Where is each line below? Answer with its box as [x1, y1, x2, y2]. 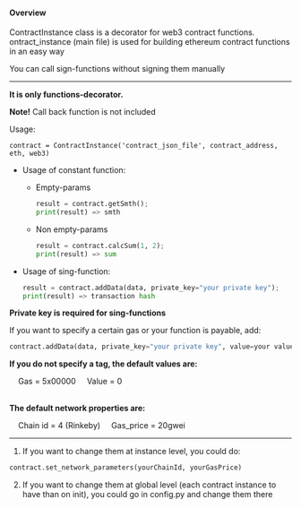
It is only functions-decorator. [9, 90, 124, 100]
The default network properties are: [9, 403, 146, 414]
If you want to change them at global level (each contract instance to [21, 479, 277, 490]
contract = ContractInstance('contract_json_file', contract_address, [9, 142, 279, 151]
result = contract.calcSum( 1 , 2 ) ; [35, 241, 165, 250]
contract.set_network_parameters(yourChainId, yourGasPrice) [9, 463, 243, 472]
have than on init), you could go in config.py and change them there [21, 489, 273, 500]
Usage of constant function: [21, 165, 126, 176]
